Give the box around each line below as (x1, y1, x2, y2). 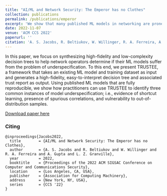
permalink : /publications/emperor (5, 16, 77, 21)
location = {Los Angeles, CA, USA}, (9, 169, 94, 174)
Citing (5, 123, 20, 130)
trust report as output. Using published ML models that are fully (5, 80, 135, 86)
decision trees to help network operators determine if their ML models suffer (5, 58, 162, 65)
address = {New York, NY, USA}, (9, 178, 88, 183)
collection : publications (5, 12, 59, 17)
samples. (29, 100, 48, 107)
